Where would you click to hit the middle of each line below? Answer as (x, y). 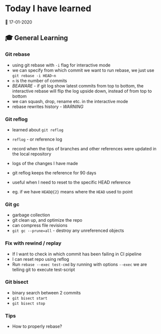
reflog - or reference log (37, 139)
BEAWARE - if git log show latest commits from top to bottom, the (78, 85)
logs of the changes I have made (45, 163)
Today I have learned (48, 9)
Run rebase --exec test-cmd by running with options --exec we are (80, 264)
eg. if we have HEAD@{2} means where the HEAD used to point (72, 191)
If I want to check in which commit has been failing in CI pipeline (77, 254)
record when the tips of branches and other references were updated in (84, 148)
